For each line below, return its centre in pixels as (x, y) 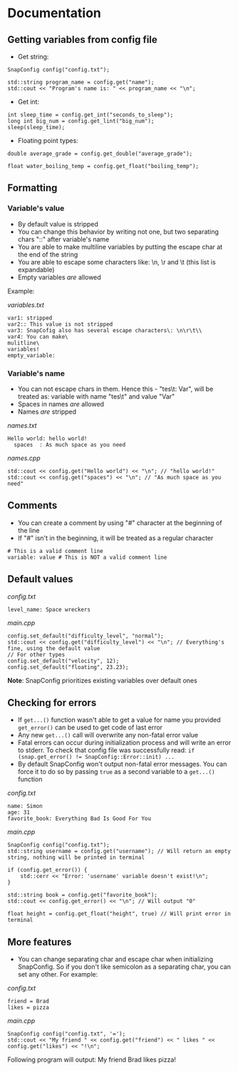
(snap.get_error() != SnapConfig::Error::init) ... (96, 757)
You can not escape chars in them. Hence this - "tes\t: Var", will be (115, 389)
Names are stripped (47, 412)
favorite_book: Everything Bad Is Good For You (79, 819)
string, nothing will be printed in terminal (76, 858)
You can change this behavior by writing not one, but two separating (118, 231)
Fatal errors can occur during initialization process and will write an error (124, 743)
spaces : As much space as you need (70, 444)
